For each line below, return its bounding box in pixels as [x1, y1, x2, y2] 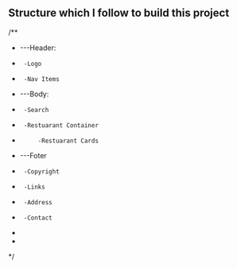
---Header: [19, 43, 56, 52]
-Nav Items [23, 75, 60, 83]
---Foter [19, 150, 48, 160]
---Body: [19, 89, 49, 99]
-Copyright [23, 167, 60, 176]
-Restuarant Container [23, 121, 99, 130]
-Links [23, 183, 45, 191]
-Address [23, 198, 53, 206]
